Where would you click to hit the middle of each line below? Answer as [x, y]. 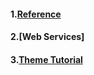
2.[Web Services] [47, 37]
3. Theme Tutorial [46, 59]
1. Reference [36, 14]
